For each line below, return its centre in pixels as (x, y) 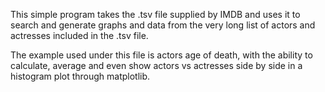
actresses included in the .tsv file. (79, 35)
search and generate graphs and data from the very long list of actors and (163, 25)
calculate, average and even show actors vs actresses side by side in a (156, 65)
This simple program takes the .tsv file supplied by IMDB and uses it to (155, 14)
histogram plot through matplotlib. (80, 76)
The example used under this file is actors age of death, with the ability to (161, 55)
